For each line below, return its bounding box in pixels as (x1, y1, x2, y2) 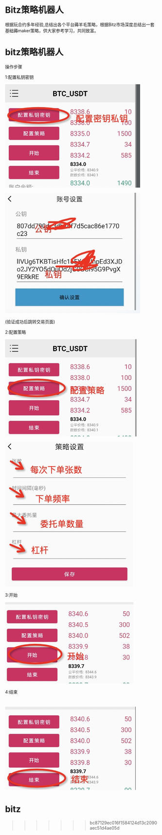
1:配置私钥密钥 (5, 74, 34, 80)
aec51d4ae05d (90, 825, 120, 831)
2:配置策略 (5, 329, 26, 335)
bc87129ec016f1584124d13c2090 (90, 820, 157, 826)
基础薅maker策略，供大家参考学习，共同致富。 (5, 27, 99, 33)
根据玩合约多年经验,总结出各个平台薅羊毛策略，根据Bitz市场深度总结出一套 (5, 22, 155, 27)
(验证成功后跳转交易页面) (5, 318, 55, 324)
